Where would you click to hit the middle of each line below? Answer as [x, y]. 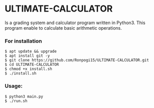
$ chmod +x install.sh [28, 69]
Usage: [14, 86]
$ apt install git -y [27, 56]
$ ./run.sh [16, 101]
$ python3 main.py [24, 96]
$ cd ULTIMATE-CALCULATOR [32, 65]
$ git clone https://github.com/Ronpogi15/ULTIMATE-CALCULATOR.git [77, 60]
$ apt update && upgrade [31, 51]
